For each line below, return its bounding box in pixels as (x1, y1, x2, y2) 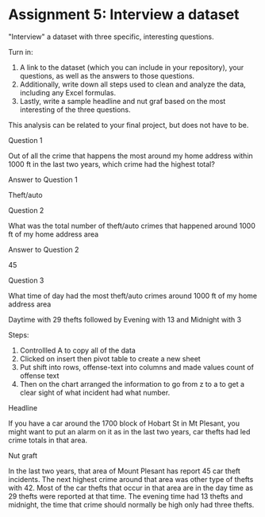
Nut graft (8, 450, 38, 460)
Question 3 (8, 276, 44, 285)
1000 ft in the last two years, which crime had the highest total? (8, 159, 216, 168)
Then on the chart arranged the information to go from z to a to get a (19, 379, 244, 388)
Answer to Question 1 (8, 175, 78, 184)
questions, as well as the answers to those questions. (19, 71, 195, 80)
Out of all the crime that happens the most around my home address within (8, 151, 254, 160)
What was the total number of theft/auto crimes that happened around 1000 (8, 221, 255, 230)
